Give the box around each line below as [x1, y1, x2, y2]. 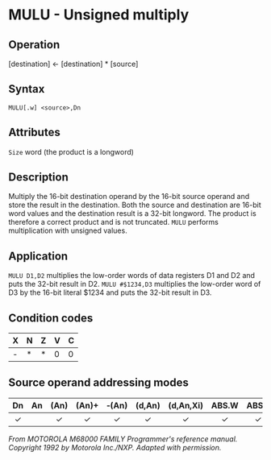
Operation [8, 38, 60, 52]
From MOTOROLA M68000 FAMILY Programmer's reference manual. [8, 433, 238, 444]
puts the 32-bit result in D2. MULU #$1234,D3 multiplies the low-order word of [8, 280, 261, 289]
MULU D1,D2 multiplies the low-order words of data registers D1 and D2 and [8, 271, 256, 280]
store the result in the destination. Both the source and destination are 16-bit [8, 200, 262, 210]
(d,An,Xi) [168, 400, 204, 411]
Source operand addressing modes [8, 376, 190, 390]
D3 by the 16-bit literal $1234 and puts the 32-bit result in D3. [8, 288, 212, 297]
